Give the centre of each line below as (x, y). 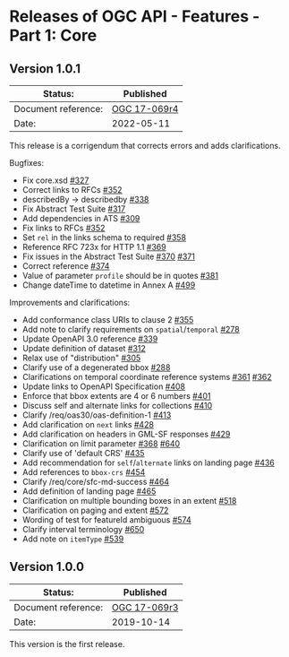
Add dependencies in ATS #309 (81, 218)
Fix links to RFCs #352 (64, 228)
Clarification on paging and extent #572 (95, 510)
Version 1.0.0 (47, 567)
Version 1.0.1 (45, 69)
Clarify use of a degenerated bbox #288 (96, 367)
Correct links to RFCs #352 (72, 190)
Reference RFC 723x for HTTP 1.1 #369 (94, 247)
